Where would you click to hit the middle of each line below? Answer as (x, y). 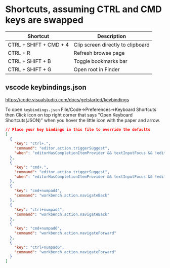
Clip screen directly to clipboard (112, 45)
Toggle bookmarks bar (100, 61)
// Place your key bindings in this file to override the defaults (78, 129)
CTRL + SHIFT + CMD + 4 (38, 45)
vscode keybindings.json (46, 87)
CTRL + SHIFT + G (30, 69)
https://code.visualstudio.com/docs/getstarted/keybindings (67, 99)
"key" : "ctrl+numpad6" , (39, 247)
